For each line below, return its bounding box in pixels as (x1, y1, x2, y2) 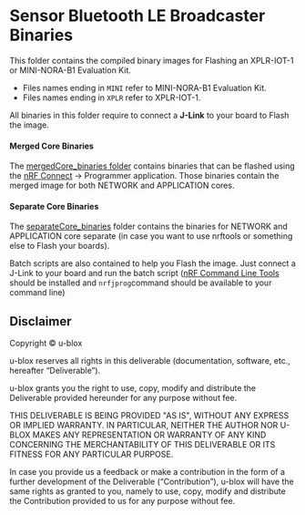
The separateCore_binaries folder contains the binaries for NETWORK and (9, 221, 289, 232)
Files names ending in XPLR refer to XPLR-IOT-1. (22, 92, 201, 103)
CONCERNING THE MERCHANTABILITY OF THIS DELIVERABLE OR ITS (9, 439, 276, 450)
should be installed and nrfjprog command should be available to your (9, 277, 272, 288)
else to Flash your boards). (9, 241, 110, 252)
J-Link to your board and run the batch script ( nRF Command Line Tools (9, 268, 280, 279)
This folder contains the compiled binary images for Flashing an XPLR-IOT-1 (9, 55, 294, 66)
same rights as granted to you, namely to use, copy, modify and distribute (9, 486, 287, 497)
